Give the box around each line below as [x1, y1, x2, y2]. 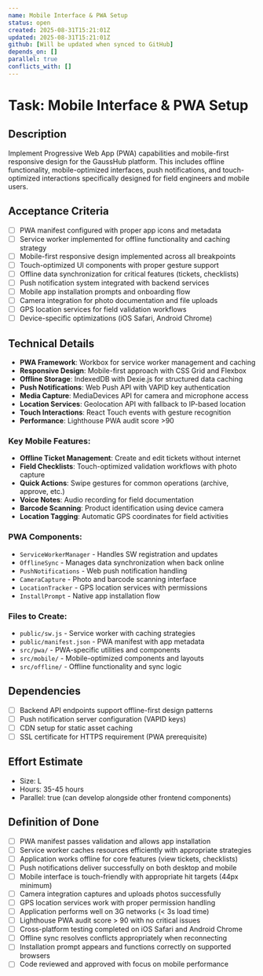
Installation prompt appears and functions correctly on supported [19, 942, 232, 952]
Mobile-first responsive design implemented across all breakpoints [19, 251, 236, 261]
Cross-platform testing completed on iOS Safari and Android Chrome [19, 924, 243, 934]
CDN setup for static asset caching [19, 723, 133, 733]
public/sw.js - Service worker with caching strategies [19, 628, 196, 638]
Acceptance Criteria [8, 205, 109, 218]
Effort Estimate [8, 755, 83, 769]
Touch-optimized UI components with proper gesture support [19, 260, 220, 269]
